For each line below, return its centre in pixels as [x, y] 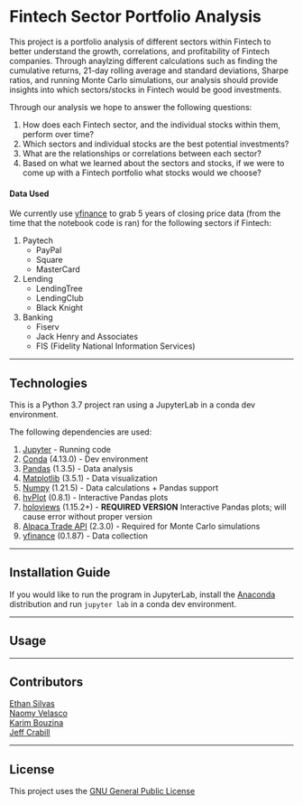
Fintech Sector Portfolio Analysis [135, 17]
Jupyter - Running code [66, 449]
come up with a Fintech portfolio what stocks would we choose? [142, 173]
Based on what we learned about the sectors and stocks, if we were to [153, 163]
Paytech [38, 240]
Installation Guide [60, 572]
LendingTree [59, 289]
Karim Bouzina [37, 723]
